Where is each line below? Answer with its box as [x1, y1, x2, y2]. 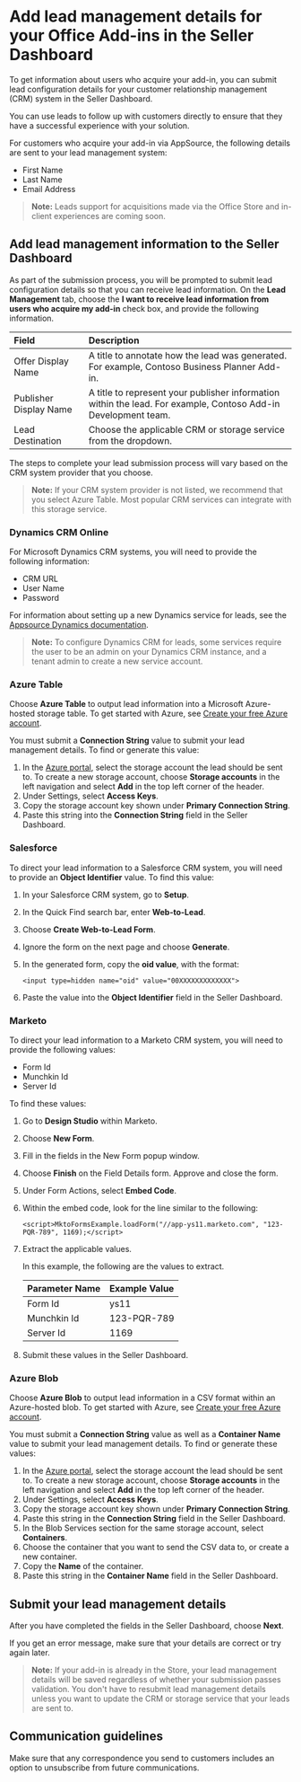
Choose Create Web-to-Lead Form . [21, 923, 156, 935]
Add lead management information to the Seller [9, 236, 279, 252]
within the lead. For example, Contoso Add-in [88, 397, 280, 410]
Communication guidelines [9, 1729, 164, 1744]
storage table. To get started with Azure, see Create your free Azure [37, 708, 288, 719]
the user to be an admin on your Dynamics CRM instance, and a [30, 647, 267, 657]
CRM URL [21, 573, 58, 585]
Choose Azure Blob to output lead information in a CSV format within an [9, 1392, 276, 1403]
